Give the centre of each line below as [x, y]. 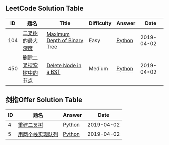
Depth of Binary [65, 40]
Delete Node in [64, 65]
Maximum [58, 34]
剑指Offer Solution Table [44, 100]
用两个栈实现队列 [38, 134]
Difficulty [100, 23]
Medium [98, 68]
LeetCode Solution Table [45, 8]
